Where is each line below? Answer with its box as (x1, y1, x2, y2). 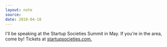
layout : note (5, 7, 33, 13)
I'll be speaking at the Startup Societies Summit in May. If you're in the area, (5, 31, 162, 37)
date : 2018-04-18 (5, 17, 42, 22)
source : (5, 12, 22, 17)
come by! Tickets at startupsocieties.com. (5, 36, 92, 42)
